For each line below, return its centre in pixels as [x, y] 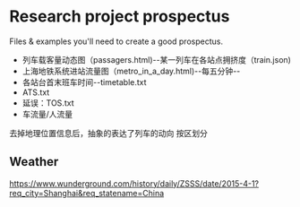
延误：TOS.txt [48, 103]
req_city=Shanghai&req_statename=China [87, 193]
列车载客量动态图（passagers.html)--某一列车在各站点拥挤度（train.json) [156, 59]
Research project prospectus [120, 17]
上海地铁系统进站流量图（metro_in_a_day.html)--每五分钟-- [131, 71]
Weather [34, 162]
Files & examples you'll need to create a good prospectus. [116, 41]
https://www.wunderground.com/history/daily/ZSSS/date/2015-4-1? [134, 183]
